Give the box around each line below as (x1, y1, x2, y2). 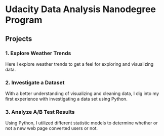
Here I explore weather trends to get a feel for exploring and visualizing (5, 61, 154, 67)
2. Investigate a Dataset (5, 79, 65, 86)
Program (5, 14, 43, 26)
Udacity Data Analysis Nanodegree (5, 4, 156, 15)
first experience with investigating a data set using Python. (5, 96, 128, 102)
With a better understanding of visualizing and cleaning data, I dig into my (5, 90, 159, 97)
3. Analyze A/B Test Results (5, 109, 75, 116)
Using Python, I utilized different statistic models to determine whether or (5, 120, 158, 126)
